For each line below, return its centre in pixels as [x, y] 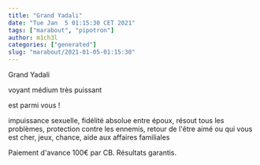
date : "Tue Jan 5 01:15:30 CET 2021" [72, 23]
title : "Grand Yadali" [45, 15]
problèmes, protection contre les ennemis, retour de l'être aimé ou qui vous [130, 129]
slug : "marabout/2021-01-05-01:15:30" [72, 52]
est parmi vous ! [34, 105]
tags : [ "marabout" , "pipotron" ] [61, 30]
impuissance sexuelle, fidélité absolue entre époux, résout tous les [116, 120]
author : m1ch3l [33, 37]
